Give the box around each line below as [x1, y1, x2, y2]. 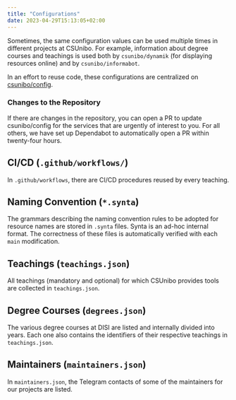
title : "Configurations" [7, 10, 80, 18]
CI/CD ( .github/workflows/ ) [7, 157, 129, 169]
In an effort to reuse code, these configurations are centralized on [7, 72, 199, 81]
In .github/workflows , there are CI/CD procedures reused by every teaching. [7, 175, 230, 184]
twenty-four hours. [7, 136, 62, 145]
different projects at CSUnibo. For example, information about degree [7, 44, 209, 52]
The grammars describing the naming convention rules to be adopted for [7, 215, 219, 223]
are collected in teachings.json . [7, 284, 100, 293]
